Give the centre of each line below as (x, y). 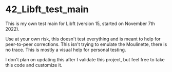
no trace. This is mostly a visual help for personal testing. (66, 50)
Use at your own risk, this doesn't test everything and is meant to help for (83, 39)
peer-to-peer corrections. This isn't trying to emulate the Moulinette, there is (86, 44)
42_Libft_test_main (47, 9)
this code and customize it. (34, 65)
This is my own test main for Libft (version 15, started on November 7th (80, 23)
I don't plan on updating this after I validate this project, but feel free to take (85, 59)
